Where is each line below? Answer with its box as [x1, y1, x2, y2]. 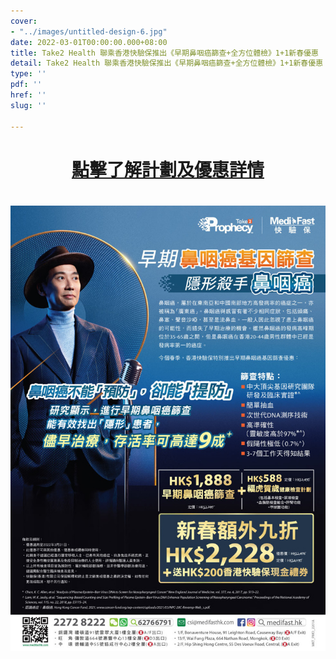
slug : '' [10, 100, 47, 110]
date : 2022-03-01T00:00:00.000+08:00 [10, 37, 168, 47]
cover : [10, 16, 38, 26]
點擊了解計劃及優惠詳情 [71, 158, 265, 181]
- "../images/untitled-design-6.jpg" [10, 26, 168, 37]
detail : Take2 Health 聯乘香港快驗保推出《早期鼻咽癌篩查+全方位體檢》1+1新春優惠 [10, 58, 324, 69]
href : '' [10, 90, 47, 100]
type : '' [10, 69, 47, 79]
